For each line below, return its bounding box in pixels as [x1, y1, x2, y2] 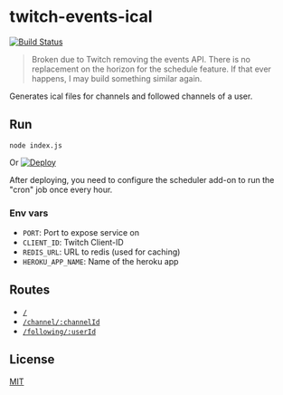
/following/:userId [22, 327, 97, 336]
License [9, 352, 55, 368]
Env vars [9, 207, 49, 219]
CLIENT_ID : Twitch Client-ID [22, 237, 124, 248]
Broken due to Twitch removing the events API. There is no [31, 53, 251, 64]
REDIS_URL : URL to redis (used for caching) [22, 246, 181, 257]
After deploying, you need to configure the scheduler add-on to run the [9, 174, 275, 185]
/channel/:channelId [22, 317, 100, 327]
